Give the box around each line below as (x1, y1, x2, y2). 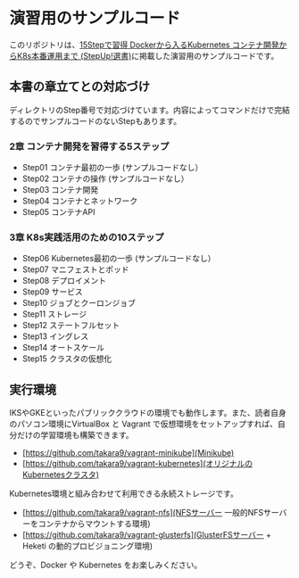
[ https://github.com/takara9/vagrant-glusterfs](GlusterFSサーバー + (21, 530, 272, 541)
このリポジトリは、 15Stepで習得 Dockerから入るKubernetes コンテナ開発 (9, 39, 279, 50)
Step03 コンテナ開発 (21, 185, 99, 195)
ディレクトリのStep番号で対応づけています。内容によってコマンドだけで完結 (9, 104, 290, 115)
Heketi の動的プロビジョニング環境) (21, 541, 154, 551)
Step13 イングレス (21, 331, 89, 342)
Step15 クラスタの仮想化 (21, 353, 112, 364)
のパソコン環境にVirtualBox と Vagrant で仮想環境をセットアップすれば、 (9, 418, 278, 429)
